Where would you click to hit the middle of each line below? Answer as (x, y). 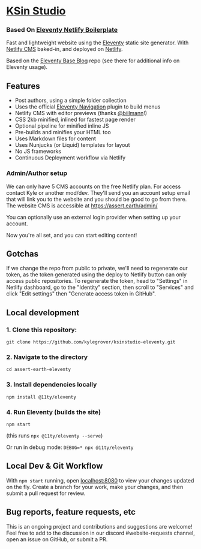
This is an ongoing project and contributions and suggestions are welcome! (99, 526)
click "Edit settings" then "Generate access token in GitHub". (81, 294)
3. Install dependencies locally (52, 385)
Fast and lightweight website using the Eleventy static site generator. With (97, 43)
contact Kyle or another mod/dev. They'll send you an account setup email (98, 192)
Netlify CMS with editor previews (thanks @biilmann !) (81, 113)
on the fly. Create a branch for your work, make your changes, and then (95, 487)
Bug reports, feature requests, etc (71, 512)
